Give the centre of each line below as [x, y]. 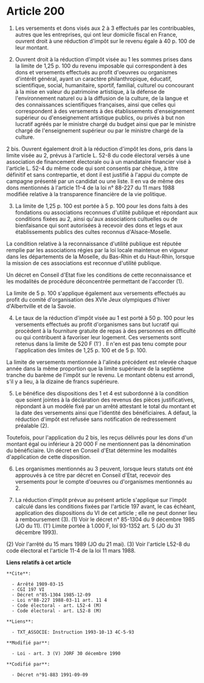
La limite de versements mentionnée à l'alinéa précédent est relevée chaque [102, 362]
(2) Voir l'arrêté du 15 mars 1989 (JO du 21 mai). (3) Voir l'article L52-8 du [98, 544]
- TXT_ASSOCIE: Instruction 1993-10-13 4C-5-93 [73, 632]
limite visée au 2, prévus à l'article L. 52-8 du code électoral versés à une [98, 155]
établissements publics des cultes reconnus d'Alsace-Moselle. [93, 232]
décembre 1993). [36, 532]
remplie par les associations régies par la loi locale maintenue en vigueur [97, 250]
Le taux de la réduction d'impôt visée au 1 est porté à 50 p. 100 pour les [104, 317]
